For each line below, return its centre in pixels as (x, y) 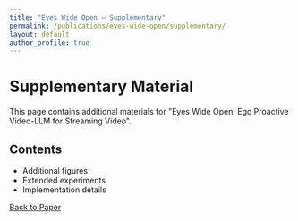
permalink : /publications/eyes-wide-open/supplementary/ (118, 26)
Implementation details (64, 190)
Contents (36, 149)
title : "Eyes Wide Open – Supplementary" (88, 17)
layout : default (39, 34)
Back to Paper (35, 207)
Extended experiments (64, 180)
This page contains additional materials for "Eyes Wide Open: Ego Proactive (149, 112)
